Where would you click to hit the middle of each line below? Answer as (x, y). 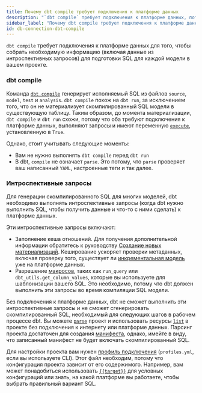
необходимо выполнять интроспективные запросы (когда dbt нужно (95, 203)
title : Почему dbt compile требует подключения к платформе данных (93, 12)
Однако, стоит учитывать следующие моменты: (68, 143)
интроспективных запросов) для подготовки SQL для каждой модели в (98, 58)
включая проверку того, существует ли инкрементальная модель (100, 258)
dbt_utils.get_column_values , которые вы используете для (90, 277)
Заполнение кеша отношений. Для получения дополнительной (96, 239)
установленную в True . (35, 132)
